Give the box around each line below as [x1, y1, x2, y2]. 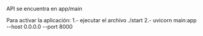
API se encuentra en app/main [6, 5, 82, 12]
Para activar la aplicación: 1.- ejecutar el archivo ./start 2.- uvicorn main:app [6, 17, 197, 23]
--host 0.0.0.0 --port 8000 [6, 23, 73, 30]
